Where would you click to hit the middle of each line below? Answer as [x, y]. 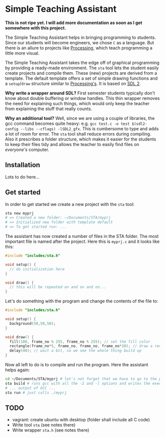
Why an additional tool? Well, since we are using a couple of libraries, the [80, 118]
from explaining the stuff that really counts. [49, 109]
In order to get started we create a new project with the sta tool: [70, 204]
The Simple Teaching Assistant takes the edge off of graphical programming [82, 62]
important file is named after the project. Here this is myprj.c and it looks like [82, 241]
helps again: [17, 370]
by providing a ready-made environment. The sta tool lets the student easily [82, 68]
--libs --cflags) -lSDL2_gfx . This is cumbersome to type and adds [90, 128]
